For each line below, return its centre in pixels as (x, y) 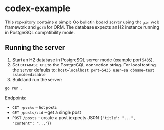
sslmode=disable (29, 75)
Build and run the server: (37, 79)
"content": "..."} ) (32, 123)
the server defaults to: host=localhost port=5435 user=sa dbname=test (83, 70)
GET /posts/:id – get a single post (47, 112)
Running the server (35, 48)
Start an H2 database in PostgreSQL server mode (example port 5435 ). (83, 60)
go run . (14, 88)
